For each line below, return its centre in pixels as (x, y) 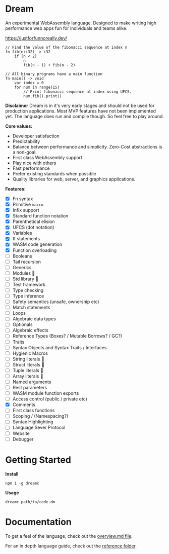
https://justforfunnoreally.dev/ (36, 38)
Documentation (39, 522)
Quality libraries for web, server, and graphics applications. (74, 179)
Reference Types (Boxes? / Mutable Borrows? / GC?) (67, 336)
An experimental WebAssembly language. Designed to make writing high (81, 23)
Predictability (26, 141)
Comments (24, 405)
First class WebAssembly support (47, 157)
